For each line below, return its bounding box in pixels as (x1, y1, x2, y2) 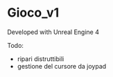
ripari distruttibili (17, 54, 64, 63)
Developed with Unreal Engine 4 (7, 28, 99, 36)
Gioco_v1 (7, 5, 60, 21)
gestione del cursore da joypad (17, 62, 107, 70)
